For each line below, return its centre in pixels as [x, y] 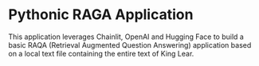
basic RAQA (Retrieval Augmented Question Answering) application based [130, 45]
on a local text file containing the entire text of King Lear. [101, 53]
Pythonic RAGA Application [101, 15]
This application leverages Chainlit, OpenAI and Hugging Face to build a [126, 37]
